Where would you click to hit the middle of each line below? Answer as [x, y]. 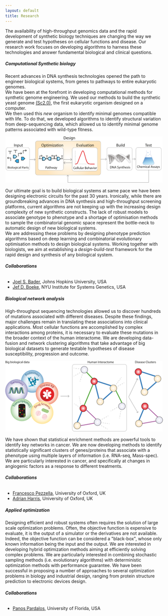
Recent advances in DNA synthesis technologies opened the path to [75, 76]
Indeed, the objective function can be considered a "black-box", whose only [83, 539]
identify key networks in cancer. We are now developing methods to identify [83, 445]
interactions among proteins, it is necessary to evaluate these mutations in [82, 332]
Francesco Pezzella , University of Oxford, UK [59, 493]
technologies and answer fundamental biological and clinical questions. [79, 52]
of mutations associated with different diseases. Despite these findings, [79, 316]
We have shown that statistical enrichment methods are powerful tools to [80, 439]
